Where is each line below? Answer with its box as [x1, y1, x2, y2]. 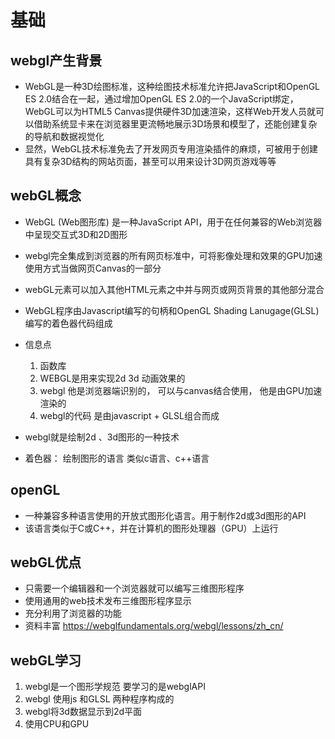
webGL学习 [10, 652, 82, 669]
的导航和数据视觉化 [24, 131, 105, 142]
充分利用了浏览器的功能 [24, 607, 122, 620]
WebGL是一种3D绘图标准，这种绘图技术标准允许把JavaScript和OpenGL [24, 81, 321, 92]
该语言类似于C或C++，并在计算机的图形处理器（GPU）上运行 [24, 522, 279, 534]
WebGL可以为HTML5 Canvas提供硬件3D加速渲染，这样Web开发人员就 [24, 106, 316, 117]
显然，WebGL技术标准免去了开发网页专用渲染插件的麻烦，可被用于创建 [24, 143, 318, 155]
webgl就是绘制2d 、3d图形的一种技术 [24, 431, 180, 443]
